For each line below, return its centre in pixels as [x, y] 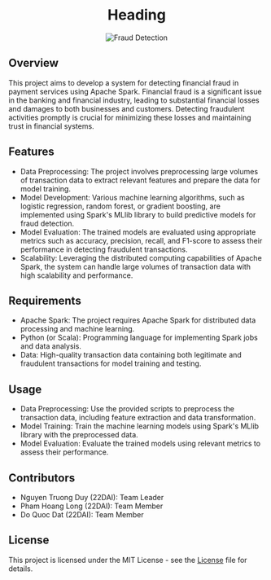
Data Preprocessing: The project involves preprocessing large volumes [139, 171]
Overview [34, 63]
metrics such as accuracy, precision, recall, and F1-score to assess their [141, 240]
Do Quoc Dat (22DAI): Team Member [82, 514]
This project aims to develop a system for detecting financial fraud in [124, 82]
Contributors [42, 478]
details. [21, 569]
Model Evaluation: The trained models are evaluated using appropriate [138, 232]
